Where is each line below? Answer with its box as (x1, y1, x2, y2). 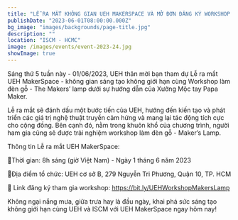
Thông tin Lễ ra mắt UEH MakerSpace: (7, 142, 120, 150)
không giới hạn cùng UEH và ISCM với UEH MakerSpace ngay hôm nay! (7, 204, 217, 213)
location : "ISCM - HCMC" (7, 37, 81, 44)
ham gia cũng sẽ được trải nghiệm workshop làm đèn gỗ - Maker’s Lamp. (7, 128, 222, 137)
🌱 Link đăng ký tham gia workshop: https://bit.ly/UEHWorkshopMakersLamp (7, 183, 230, 192)
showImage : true (7, 50, 55, 57)
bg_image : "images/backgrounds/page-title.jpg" (7, 23, 151, 31)
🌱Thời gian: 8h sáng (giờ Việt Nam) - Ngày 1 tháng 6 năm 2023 (7, 155, 192, 164)
